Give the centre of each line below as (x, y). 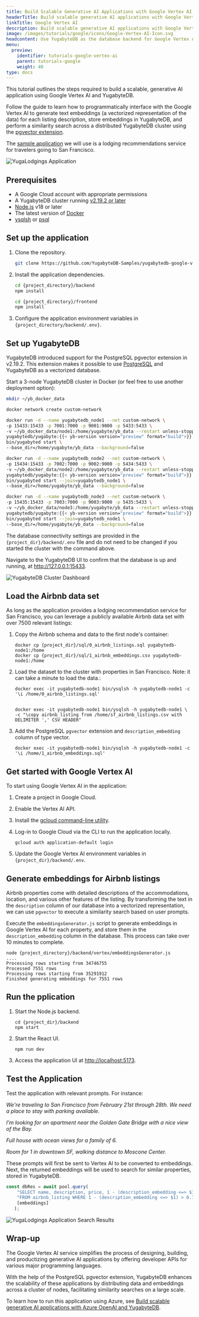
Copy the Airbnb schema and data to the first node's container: (92, 634)
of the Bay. (20, 1129)
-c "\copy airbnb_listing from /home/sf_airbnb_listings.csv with (98, 715)
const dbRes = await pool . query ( (47, 1187)
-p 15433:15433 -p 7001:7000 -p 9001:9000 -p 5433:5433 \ (79, 426)
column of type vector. (42, 737)
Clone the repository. (40, 252)
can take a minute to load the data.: (58, 678)
